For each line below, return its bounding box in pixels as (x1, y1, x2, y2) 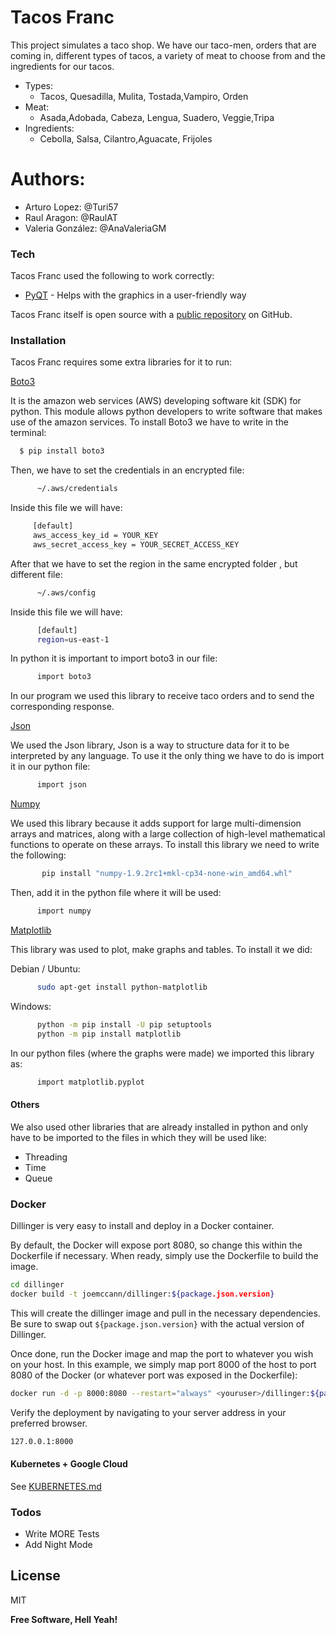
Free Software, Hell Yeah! (10, 1613, 118, 1625)
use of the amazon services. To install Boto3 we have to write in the (10, 416, 289, 428)
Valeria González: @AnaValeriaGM (24, 222, 167, 234)
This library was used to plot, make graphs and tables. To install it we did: (10, 943, 313, 955)
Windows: (10, 1000, 52, 1012)
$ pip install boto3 (19, 446, 105, 456)
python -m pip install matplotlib (36, 1029, 182, 1039)
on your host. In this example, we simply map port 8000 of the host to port (10, 1358, 317, 1370)
